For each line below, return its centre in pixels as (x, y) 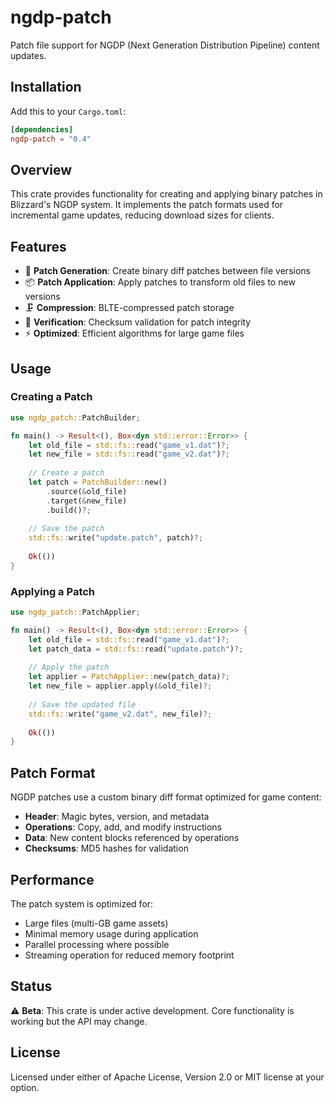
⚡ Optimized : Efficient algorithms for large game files (134, 333)
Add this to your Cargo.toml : (68, 111)
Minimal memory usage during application (111, 933)
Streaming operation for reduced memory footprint (129, 955)
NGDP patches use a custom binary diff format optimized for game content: (166, 797)
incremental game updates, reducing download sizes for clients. (142, 215)
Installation (46, 87)
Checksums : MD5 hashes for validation (106, 848)
